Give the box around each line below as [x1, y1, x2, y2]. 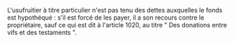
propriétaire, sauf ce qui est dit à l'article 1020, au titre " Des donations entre [7, 21, 227, 29]
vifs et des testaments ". [7, 28, 77, 36]
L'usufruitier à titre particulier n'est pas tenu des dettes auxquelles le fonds [7, 6, 223, 14]
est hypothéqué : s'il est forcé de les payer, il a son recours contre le [7, 13, 205, 22]
